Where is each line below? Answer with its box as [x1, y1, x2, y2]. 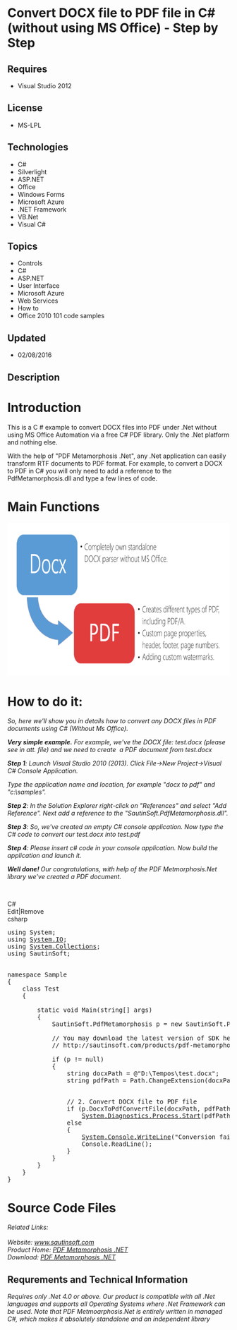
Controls [17, 259, 43, 267]
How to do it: [7, 694, 83, 710]
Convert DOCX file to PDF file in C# [7, 5, 216, 21]
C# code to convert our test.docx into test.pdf [7, 830, 141, 839]
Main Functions [7, 499, 100, 514]
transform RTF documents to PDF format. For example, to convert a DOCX [7, 459, 223, 467]
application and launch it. [7, 852, 82, 860]
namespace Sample [7, 971, 67, 979]
